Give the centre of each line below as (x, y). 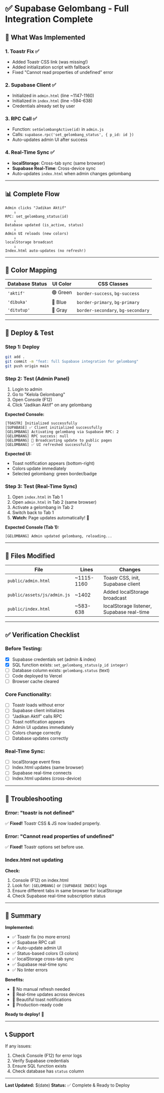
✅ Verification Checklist (42, 635)
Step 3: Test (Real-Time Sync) (41, 486)
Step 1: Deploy (22, 347)
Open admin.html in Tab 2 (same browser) (54, 502)
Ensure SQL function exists (39, 1066)
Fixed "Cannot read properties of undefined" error (63, 72)
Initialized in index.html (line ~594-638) (52, 101)
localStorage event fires (36, 762)
